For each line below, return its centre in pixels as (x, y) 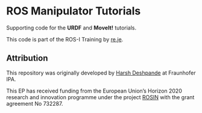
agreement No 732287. (35, 103)
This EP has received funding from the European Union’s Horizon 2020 (94, 91)
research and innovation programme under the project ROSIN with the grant (100, 97)
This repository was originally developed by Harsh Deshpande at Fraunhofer (101, 73)
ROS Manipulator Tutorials (74, 11)
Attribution (27, 58)
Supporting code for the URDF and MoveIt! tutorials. (71, 28)
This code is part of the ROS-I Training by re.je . (65, 39)
